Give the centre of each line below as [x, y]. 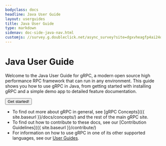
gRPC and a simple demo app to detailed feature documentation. [71, 91]
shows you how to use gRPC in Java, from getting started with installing [78, 86]
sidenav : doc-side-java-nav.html [40, 33]
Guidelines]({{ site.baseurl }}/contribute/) [54, 127]
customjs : [15, 38]
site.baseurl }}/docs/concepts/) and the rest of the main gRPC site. [80, 117]
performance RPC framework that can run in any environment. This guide [80, 81]
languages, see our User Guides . [46, 138]
